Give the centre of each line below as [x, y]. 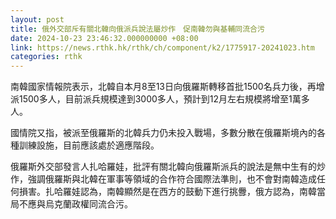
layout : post [37, 19]
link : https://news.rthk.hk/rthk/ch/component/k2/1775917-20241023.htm [162, 47]
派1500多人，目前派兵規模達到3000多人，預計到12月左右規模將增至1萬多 [160, 99]
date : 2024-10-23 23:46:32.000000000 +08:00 [104, 38]
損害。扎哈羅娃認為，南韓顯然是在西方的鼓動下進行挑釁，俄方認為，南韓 [167, 192]
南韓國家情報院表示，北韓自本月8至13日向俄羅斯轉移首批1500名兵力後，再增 [167, 87]
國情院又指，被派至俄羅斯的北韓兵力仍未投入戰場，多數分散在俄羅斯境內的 [163, 133]
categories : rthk [46, 57]
